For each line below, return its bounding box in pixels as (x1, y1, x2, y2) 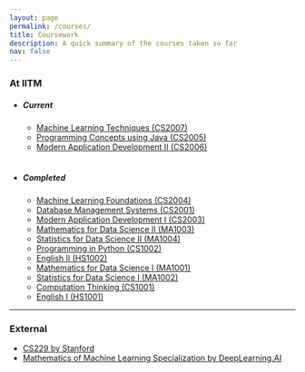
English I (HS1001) (35, 291, 104, 302)
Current (22, 99, 54, 110)
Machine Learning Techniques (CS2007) (35, 122, 188, 133)
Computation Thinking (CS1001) (35, 281, 155, 292)
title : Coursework (9, 30, 79, 39)
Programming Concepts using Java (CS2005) (35, 132, 207, 143)
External (9, 322, 48, 335)
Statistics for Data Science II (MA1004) (35, 233, 182, 244)
